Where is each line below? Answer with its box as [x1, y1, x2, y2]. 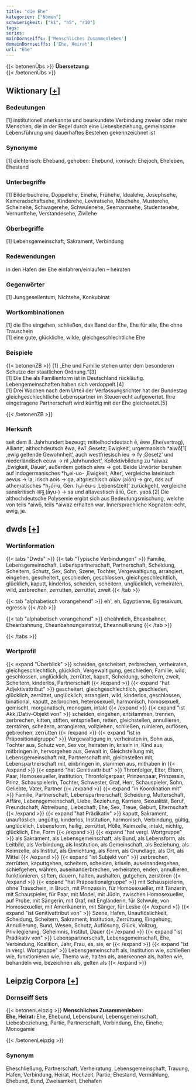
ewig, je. [6, 507, 26, 514]
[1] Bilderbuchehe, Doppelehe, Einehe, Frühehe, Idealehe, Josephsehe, [6, 191, 177, 198]
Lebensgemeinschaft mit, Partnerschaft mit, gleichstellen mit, [6, 753, 154, 761]
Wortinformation [6, 542, 54, 550]
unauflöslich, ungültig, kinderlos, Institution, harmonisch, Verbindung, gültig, [6, 816, 190, 823]
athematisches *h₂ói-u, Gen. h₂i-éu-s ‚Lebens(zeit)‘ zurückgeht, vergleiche [6, 482, 187, 489]
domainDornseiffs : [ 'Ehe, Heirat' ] [6, 42, 93, 47]
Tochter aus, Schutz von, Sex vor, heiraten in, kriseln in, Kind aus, [6, 741, 164, 748]
